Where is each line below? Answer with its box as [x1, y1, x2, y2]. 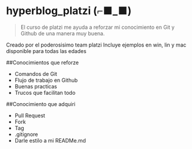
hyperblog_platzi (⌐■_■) [6, 4, 132, 18]
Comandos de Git [14, 70, 58, 77]
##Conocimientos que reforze [6, 59, 79, 66]
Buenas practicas [14, 82, 57, 90]
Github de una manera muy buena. [20, 29, 105, 37]
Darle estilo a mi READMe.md [14, 137, 87, 144]
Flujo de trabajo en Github [14, 77, 78, 84]
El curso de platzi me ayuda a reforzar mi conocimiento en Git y [20, 24, 175, 31]
